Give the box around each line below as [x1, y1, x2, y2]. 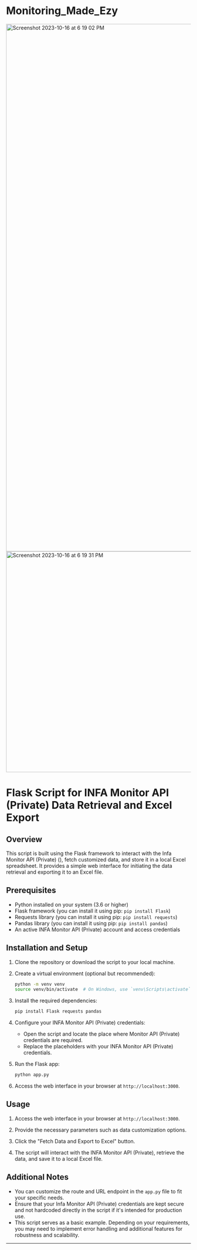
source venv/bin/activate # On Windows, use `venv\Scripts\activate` [14, 986, 191, 993]
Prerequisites [6, 885, 56, 895]
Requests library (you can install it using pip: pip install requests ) [14, 913, 178, 921]
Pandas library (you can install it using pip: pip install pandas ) [14, 919, 168, 927]
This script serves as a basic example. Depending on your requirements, [14, 1219, 190, 1226]
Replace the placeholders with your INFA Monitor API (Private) [23, 1043, 174, 1050]
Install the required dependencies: [14, 997, 98, 1004]
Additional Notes [6, 1172, 69, 1182]
